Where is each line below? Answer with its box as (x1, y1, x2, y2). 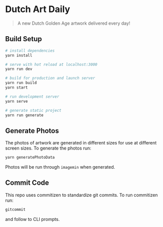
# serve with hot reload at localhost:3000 (5, 62, 98, 67)
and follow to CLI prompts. (5, 216, 60, 222)
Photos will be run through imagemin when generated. (5, 164, 115, 170)
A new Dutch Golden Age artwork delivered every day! (17, 20, 130, 26)
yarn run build (5, 81, 37, 86)
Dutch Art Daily (5, 4, 70, 15)
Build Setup (5, 35, 42, 43)
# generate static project (5, 108, 62, 113)
